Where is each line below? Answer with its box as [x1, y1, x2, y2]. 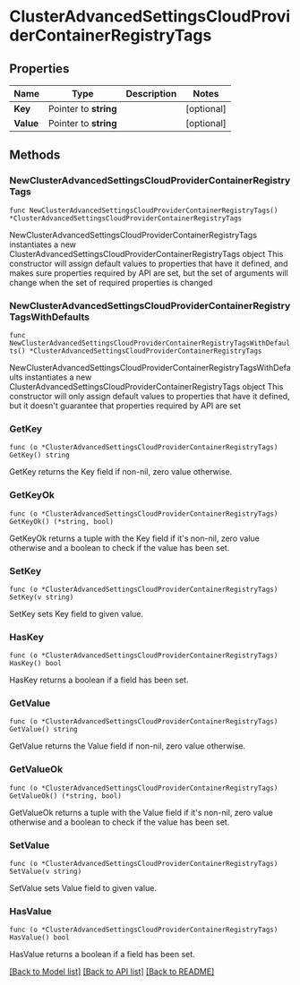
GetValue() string [9, 725, 78, 734]
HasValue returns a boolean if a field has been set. [9, 949, 195, 960]
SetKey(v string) [9, 593, 74, 602]
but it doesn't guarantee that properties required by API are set [9, 400, 242, 411]
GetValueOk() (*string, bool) [9, 791, 123, 801]
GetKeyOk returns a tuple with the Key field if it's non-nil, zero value [9, 533, 260, 544]
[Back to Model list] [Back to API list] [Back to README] [9, 966, 215, 977]
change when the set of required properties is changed [9, 277, 213, 287]
